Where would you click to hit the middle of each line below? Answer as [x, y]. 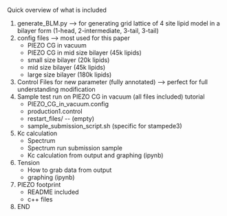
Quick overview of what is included [57, 10]
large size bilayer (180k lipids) [69, 75]
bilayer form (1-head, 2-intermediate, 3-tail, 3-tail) [88, 31]
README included [53, 192]
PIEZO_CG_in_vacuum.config [68, 104]
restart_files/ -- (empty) [61, 119]
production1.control [55, 111]
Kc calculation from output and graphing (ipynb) [95, 155]
